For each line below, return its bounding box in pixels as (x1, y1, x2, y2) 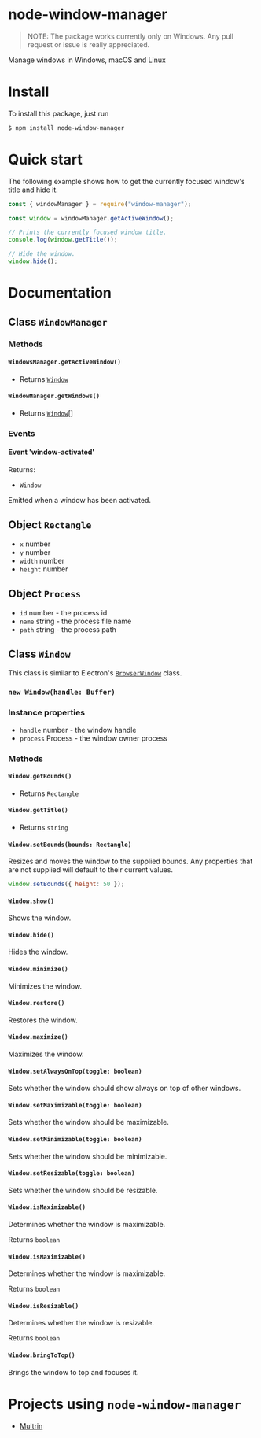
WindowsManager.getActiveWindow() (8, 358, 122, 367)
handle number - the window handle (19, 725, 137, 734)
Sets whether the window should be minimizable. (8, 1152, 167, 1161)
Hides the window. (8, 947, 68, 957)
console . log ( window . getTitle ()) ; (8, 236, 118, 244)
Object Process (8, 587, 81, 601)
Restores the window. (8, 1015, 78, 1025)
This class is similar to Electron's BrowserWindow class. (8, 668, 182, 678)
